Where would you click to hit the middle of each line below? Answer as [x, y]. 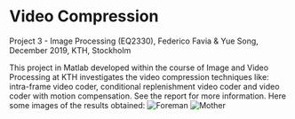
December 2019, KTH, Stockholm [70, 50]
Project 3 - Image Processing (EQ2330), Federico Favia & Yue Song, [134, 41]
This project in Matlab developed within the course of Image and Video [139, 67]
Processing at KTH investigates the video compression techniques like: [139, 76]
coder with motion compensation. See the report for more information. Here [148, 96]
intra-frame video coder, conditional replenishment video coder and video [144, 86]
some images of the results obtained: [77, 105]
